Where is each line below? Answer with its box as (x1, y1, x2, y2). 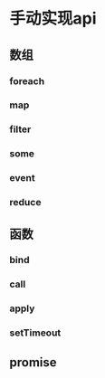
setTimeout (9, 326, 62, 339)
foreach (9, 74, 45, 87)
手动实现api (9, 8, 97, 29)
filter (9, 123, 32, 136)
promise (9, 354, 57, 370)
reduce (9, 196, 42, 209)
